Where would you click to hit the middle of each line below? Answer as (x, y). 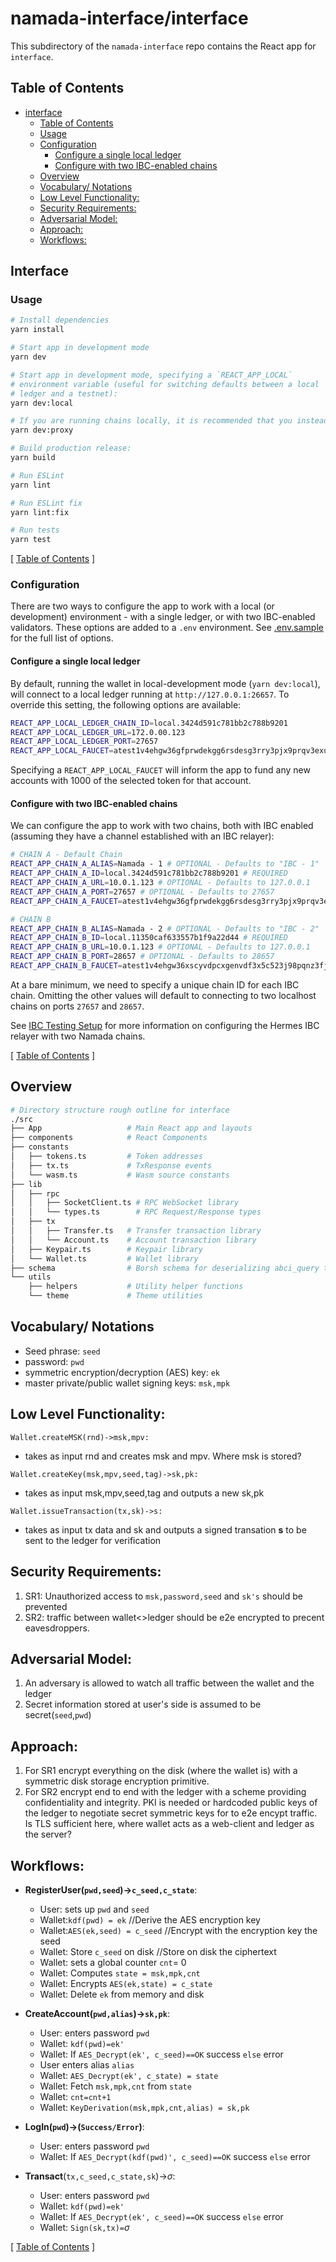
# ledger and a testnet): (64, 393)
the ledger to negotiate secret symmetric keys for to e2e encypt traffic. (171, 1813)
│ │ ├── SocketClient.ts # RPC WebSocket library (125, 1203)
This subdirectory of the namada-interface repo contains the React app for (163, 46)
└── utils (31, 1277)
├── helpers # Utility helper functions (136, 1287)
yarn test (31, 540)
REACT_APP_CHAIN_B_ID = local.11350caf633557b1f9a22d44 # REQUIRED (149, 938)
